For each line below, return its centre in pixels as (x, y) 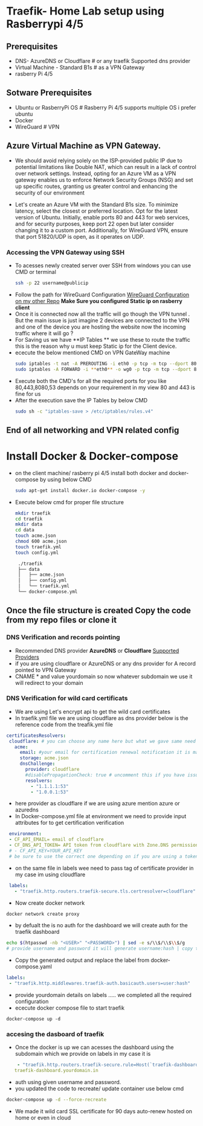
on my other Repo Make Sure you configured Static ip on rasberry (98, 301)
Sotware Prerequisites (49, 93)
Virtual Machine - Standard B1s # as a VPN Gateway (80, 67)
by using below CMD (66, 479)
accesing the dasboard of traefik (55, 1034)
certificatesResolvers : (36, 735)
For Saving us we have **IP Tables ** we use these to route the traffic (102, 339)
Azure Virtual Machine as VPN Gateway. (84, 146)
